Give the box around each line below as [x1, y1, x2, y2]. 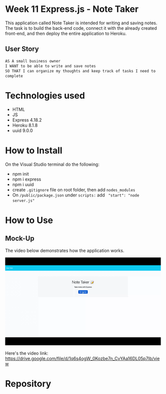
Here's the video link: [5, 350, 48, 356]
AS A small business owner [5, 59, 61, 64]
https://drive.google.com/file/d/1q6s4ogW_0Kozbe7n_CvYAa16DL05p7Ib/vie [5, 356, 160, 362]
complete [5, 73, 23, 78]
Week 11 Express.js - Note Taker [5, 3, 139, 15]
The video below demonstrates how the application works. [5, 247, 124, 254]
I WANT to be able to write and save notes [5, 64, 96, 68]
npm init [12, 171, 29, 177]
